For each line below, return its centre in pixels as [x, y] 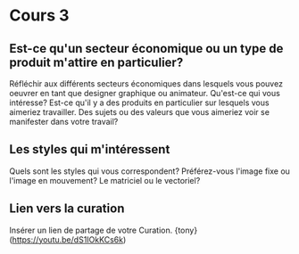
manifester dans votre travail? [64, 122]
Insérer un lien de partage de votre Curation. [91, 230]
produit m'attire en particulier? [96, 62]
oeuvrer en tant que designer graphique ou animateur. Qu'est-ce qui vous [145, 93]
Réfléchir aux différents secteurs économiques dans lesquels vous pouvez [146, 84]
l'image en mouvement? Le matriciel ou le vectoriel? [105, 180]
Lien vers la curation [67, 209]
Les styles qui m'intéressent [90, 149]
